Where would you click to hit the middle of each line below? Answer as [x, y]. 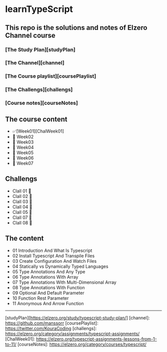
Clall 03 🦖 [22, 201]
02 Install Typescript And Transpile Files [53, 256]
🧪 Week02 [23, 137]
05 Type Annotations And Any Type [49, 271]
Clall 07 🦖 [22, 217]
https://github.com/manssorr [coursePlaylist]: [52, 323]
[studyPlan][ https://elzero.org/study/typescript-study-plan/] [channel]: [78, 318]
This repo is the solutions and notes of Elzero [76, 28]
